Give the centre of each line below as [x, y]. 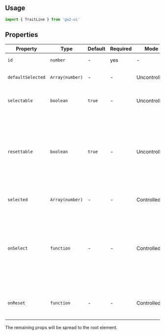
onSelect [18, 248]
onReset [16, 303]
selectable [20, 101]
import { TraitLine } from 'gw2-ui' [42, 19]
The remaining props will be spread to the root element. [61, 327]
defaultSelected [27, 77]
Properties [22, 35]
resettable [20, 152]
